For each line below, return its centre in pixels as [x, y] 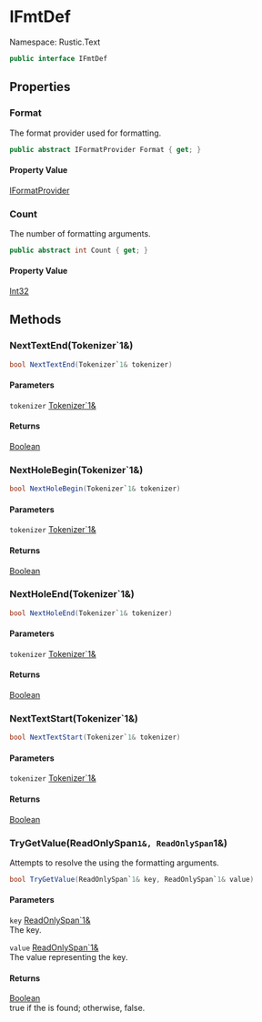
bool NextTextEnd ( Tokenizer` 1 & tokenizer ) [91, 364]
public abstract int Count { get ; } [79, 250]
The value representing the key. [69, 957]
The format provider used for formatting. [86, 133]
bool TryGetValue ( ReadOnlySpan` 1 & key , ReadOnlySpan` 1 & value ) [132, 879]
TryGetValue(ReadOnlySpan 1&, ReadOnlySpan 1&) [118, 843]
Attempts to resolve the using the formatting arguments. [115, 863]
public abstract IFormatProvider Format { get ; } [106, 149]
